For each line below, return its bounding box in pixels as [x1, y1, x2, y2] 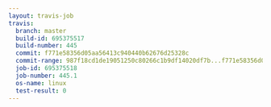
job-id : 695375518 [15, 64, 78, 72]
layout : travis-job [8, 11, 74, 20]
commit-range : [15, 57, 63, 65]
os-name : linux [15, 79, 67, 87]
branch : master [15, 27, 67, 35]
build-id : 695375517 [15, 34, 85, 43]
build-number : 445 [15, 42, 78, 50]
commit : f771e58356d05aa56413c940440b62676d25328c [15, 49, 190, 57]
